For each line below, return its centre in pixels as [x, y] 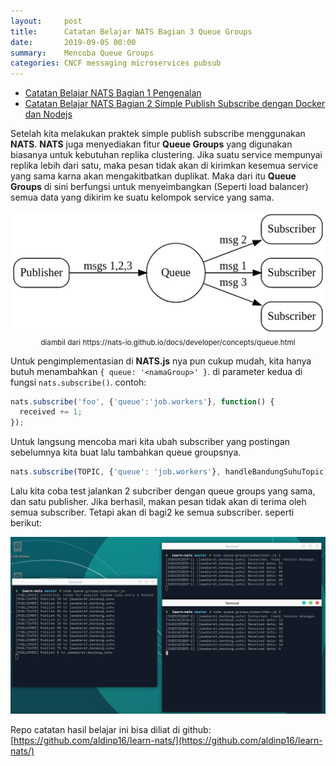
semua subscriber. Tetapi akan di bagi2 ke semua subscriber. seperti [152, 512]
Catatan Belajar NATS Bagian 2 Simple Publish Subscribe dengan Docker [175, 104]
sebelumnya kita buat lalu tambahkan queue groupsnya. [126, 452]
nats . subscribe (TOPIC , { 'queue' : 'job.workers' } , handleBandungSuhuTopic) [169, 472]
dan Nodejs [48, 114]
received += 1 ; [51, 412]
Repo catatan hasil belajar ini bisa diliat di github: [111, 729]
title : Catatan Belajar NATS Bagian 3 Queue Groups [131, 31]
